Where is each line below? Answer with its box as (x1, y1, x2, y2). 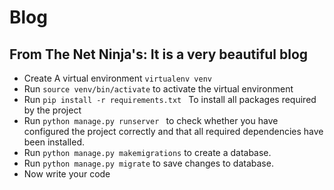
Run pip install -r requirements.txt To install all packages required (23, 94, 317, 105)
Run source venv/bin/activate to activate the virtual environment (23, 83, 294, 95)
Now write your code (23, 168, 111, 180)
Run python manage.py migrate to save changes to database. (23, 157, 274, 169)
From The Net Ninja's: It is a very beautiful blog (9, 46, 309, 63)
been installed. (23, 136, 86, 148)
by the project (23, 104, 82, 116)
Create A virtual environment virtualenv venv (23, 72, 212, 84)
